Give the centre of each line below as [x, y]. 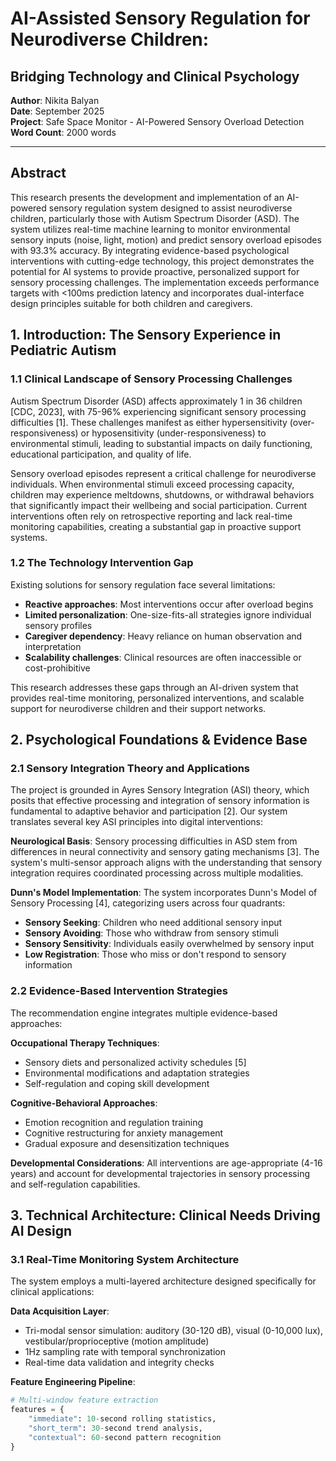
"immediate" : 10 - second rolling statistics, [122, 1419]
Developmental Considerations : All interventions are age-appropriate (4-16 [166, 1163]
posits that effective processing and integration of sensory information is [160, 801]
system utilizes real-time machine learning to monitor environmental [150, 229]
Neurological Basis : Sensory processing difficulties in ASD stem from [154, 841]
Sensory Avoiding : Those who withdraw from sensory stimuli [151, 933]
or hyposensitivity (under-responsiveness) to [173, 433]
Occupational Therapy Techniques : [85, 1043]
